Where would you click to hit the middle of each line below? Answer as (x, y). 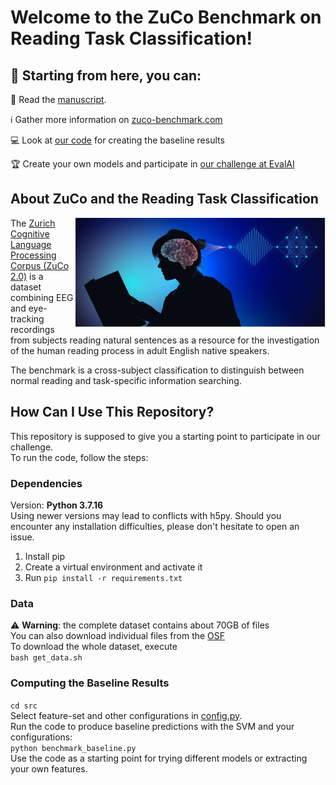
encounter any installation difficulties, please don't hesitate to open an (155, 526)
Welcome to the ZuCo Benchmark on (166, 17)
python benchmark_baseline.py (73, 748)
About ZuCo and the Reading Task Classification (164, 199)
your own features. (49, 768)
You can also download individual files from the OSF (118, 636)
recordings (32, 329)
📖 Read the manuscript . (58, 99)
